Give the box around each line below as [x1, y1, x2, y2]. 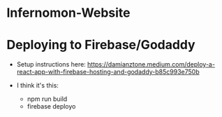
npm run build [27, 95, 68, 103]
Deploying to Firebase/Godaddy [6, 37, 196, 53]
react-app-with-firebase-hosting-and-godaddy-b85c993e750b [16, 68, 200, 76]
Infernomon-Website [6, 5, 131, 21]
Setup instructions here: [16, 60, 87, 69]
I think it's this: [16, 81, 59, 90]
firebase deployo [27, 102, 76, 111]
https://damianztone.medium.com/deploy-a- [87, 60, 216, 69]
